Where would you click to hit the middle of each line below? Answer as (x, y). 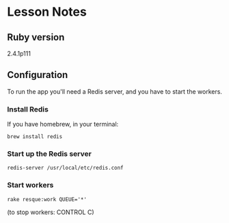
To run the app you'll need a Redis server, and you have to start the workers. (114, 91)
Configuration (38, 75)
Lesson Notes (47, 12)
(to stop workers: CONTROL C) (51, 212)
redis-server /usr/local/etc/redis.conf (66, 168)
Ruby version (36, 37)
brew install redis (35, 137)
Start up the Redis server (50, 154)
